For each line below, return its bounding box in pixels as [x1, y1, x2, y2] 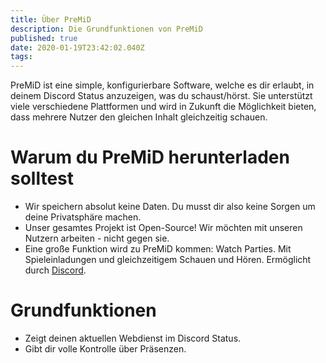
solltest [10, 167, 75, 190]
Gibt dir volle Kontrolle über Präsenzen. [24, 343, 187, 355]
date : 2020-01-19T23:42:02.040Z [10, 42, 145, 53]
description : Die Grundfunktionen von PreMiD [10, 24, 203, 34]
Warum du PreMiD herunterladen [10, 146, 290, 169]
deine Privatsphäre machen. [24, 211, 142, 223]
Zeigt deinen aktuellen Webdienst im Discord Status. [24, 332, 242, 344]
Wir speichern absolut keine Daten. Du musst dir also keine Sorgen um [24, 201, 316, 213]
